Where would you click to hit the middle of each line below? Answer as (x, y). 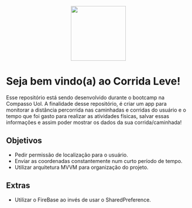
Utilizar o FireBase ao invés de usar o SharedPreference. (83, 200)
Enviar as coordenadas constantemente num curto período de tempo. (98, 161)
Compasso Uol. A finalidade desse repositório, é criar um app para (86, 103)
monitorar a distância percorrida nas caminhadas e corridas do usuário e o (96, 110)
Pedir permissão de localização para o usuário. (71, 155)
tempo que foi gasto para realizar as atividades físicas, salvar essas (88, 116)
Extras (18, 186)
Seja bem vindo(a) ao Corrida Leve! (93, 82)
